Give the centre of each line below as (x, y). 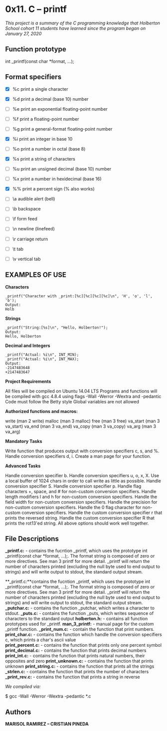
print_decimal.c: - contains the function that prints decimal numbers (76, 650)
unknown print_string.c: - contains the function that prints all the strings (80, 666)
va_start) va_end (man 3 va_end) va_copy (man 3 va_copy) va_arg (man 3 (81, 426)
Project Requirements (28, 381)
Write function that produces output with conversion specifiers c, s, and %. (82, 451)
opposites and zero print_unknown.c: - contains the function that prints (79, 661)
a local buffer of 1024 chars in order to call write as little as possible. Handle (83, 481)
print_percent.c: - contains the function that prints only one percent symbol (83, 645)
